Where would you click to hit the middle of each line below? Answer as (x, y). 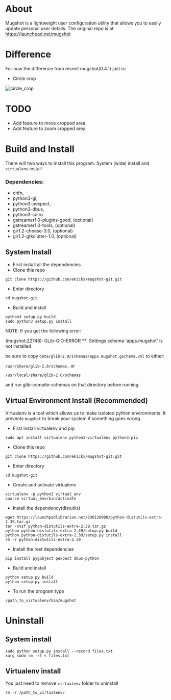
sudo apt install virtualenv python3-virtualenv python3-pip (72, 437)
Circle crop (24, 78)
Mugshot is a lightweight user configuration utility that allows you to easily (83, 23)
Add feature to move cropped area (49, 123)
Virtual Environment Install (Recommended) (77, 401)
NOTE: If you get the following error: (43, 331)
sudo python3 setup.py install (39, 321)
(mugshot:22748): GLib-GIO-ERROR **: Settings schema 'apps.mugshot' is (84, 341)
